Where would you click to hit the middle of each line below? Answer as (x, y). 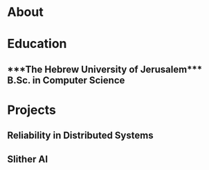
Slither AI (28, 159)
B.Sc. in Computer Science (66, 80)
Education (37, 44)
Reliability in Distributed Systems (80, 136)
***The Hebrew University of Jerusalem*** (105, 69)
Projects (32, 110)
